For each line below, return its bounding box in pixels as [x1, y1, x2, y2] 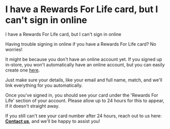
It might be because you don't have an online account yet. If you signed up [5, 56, 162, 62]
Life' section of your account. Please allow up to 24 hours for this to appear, [5, 98, 164, 104]
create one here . [5, 67, 40, 73]
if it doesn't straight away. [5, 103, 60, 109]
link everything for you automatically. [5, 82, 83, 88]
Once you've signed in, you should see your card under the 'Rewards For [5, 92, 159, 98]
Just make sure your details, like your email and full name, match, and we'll [5, 77, 163, 83]
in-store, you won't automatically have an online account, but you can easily [5, 61, 165, 68]
